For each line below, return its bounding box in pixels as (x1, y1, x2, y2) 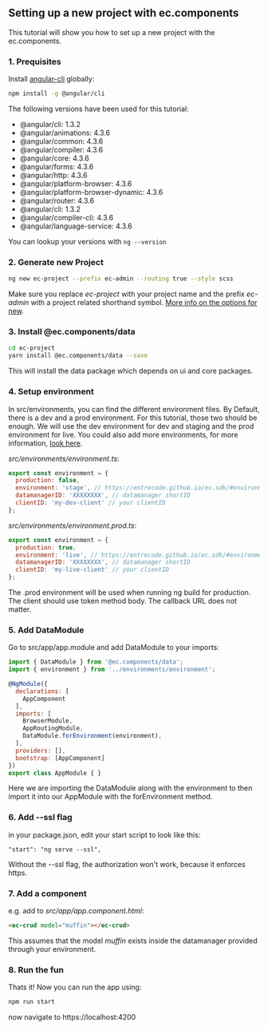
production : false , (15, 477, 81, 485)
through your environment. (8, 944, 97, 953)
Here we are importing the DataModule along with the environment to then (8, 783, 253, 793)
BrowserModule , (22, 717, 73, 725)
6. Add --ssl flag (8, 812, 73, 823)
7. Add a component (8, 888, 88, 899)
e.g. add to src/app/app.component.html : (8, 906, 144, 916)
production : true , (15, 543, 77, 552)
